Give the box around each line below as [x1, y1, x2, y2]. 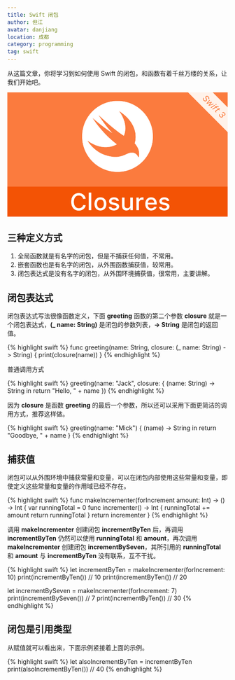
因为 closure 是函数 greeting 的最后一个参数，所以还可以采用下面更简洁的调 [7, 401, 227, 410]
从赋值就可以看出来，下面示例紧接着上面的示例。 [7, 643, 148, 651]
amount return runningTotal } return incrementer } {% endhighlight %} [7, 511, 208, 519]
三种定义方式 [7, 232, 63, 244]
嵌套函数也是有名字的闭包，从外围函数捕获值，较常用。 [17, 261, 177, 269]
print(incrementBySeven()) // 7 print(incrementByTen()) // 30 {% [7, 594, 192, 602]
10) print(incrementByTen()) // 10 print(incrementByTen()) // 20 [7, 573, 187, 581]
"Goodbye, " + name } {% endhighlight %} [7, 431, 129, 440]
